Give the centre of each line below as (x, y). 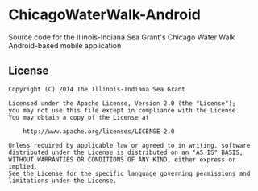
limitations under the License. (62, 181)
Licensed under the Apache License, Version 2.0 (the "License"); (122, 103)
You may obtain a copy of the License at (79, 117)
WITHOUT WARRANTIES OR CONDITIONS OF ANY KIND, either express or (122, 159)
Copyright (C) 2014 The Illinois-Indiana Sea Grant (97, 89)
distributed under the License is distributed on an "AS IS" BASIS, (126, 152)
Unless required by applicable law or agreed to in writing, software (129, 145)
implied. (23, 166)
